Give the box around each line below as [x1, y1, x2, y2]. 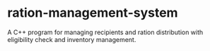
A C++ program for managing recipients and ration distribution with [7, 28, 204, 36]
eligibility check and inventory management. [7, 35, 136, 43]
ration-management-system [7, 5, 178, 21]
